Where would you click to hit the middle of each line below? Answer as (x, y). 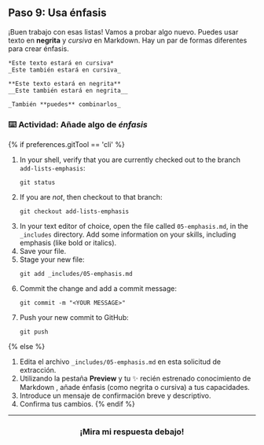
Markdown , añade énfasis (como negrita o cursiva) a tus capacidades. (134, 388)
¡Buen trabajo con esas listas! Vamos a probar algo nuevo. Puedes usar (123, 31)
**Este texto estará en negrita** (65, 83)
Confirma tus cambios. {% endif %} (77, 404)
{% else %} (27, 347)
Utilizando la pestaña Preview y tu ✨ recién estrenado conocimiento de (135, 379)
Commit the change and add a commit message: (98, 289)
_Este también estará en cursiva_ (65, 70)
